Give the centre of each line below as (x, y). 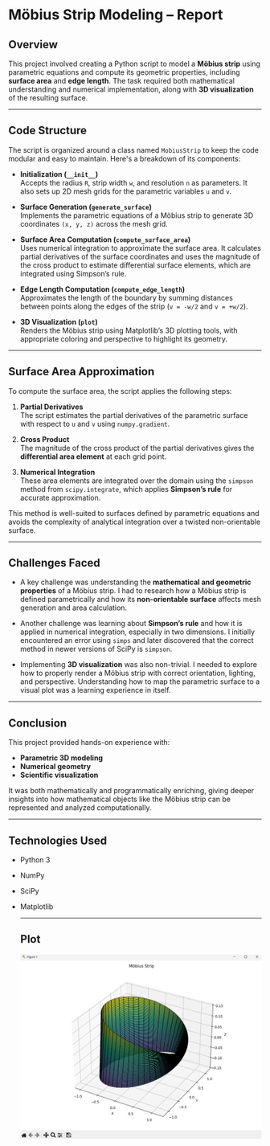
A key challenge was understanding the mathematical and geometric (135, 582)
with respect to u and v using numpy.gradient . (95, 424)
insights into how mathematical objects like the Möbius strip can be (120, 799)
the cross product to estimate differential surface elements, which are (135, 265)
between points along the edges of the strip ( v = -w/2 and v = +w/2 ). (134, 306)
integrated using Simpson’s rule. (73, 273)
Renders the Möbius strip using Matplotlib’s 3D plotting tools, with (129, 330)
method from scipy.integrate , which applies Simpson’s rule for (126, 489)
